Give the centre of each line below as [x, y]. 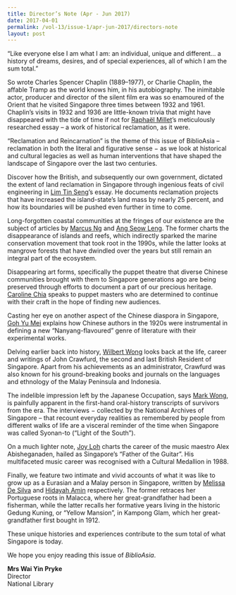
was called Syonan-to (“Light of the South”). [72, 433]
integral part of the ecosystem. [52, 258]
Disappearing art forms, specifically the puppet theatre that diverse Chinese [118, 272]
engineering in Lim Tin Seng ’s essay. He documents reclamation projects [113, 192]
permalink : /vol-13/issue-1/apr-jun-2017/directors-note [93, 27]
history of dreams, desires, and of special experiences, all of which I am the [117, 61]
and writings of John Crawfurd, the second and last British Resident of [110, 359]
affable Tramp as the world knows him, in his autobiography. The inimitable [116, 90]
